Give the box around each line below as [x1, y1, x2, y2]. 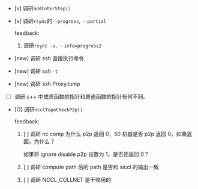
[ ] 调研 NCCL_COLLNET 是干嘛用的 [23, 176, 112, 184]
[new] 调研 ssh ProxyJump [14, 80, 80, 87]
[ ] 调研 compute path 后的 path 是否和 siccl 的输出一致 [23, 164, 160, 171]
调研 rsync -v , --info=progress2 [23, 42, 102, 49]
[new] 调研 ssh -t [14, 67, 58, 75]
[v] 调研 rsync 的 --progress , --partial [14, 17, 106, 25]
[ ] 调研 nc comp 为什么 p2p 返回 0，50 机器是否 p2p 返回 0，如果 [23, 131, 187, 138]
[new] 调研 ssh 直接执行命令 [14, 55, 85, 61]
